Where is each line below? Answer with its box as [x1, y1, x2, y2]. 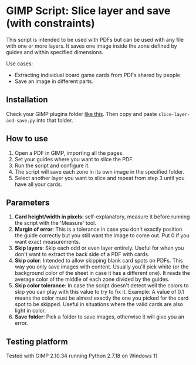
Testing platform [6, 337, 69, 347]
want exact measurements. [14, 238, 80, 245]
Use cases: [6, 60, 33, 67]
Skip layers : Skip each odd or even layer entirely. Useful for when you [14, 244, 184, 251]
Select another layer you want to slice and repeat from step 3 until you [14, 174, 185, 181]
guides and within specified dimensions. [6, 48, 104, 55]
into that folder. [36, 117, 73, 124]
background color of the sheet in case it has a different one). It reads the [14, 270, 191, 277]
